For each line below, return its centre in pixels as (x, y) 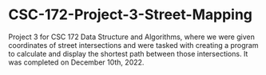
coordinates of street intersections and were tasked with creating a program (133, 45)
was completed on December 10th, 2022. (76, 62)
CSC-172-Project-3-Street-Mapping (131, 15)
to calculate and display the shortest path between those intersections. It (128, 53)
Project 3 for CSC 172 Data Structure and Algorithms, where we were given (132, 37)
